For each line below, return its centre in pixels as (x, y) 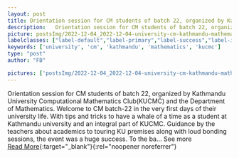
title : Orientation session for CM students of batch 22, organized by (116, 21)
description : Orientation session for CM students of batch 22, (108, 27)
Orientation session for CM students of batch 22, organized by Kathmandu (117, 93)
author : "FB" (27, 60)
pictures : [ (25, 73)
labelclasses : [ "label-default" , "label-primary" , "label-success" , (108, 41)
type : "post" (27, 54)
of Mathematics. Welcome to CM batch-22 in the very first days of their (112, 108)
